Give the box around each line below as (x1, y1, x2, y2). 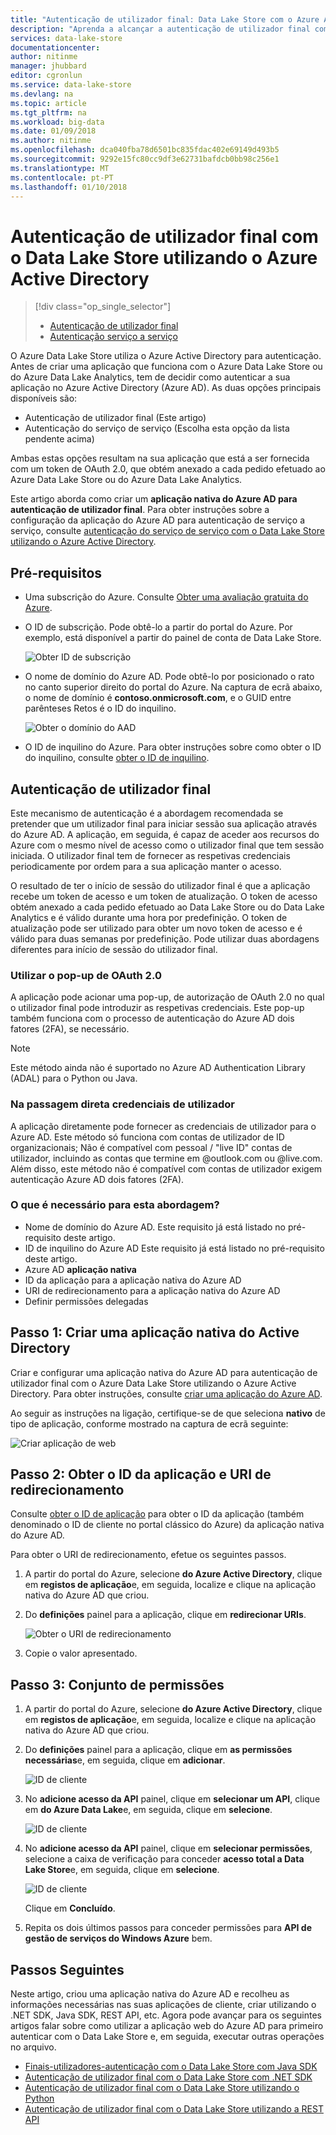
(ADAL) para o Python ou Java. (10, 1072, 138, 1085)
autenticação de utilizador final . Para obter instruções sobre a (10, 504, 270, 516)
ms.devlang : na (10, 89, 74, 99)
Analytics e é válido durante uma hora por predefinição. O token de (10, 911, 288, 923)
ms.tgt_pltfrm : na (10, 107, 87, 118)
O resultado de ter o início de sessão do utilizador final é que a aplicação (10, 879, 311, 891)
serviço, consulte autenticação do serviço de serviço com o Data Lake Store (10, 525, 325, 537)
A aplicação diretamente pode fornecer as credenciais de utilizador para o (10, 1120, 317, 1132)
